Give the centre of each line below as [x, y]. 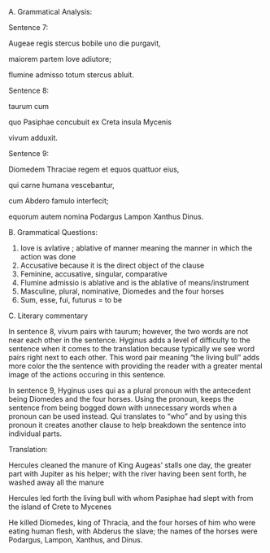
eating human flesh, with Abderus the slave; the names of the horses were [133, 531]
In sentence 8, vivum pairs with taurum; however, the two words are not [128, 331]
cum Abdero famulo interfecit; [59, 201]
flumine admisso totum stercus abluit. [71, 75]
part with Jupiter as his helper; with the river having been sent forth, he [128, 474]
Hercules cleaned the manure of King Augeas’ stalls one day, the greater [130, 465]
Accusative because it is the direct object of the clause [112, 265]
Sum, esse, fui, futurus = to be [71, 300]
